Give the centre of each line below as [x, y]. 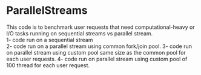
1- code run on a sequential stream [50, 40]
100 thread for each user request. [48, 65]
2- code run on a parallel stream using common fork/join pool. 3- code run [99, 46]
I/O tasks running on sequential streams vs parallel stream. [80, 33]
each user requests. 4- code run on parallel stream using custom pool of [97, 59]
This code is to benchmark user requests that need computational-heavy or [100, 27]
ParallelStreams [47, 10]
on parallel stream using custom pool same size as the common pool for [96, 52]
